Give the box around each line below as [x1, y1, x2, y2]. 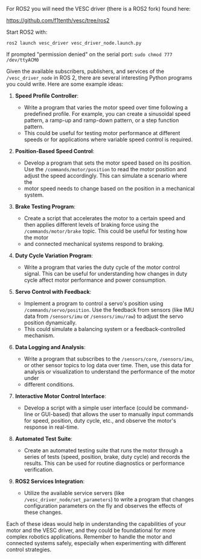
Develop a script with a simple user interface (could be [24, 404, 161, 411]
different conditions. [24, 381, 74, 388]
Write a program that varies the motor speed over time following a [24, 104, 188, 111]
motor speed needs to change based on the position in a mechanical [24, 185, 195, 192]
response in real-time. [24, 423, 79, 431]
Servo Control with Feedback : [14, 288, 92, 295]
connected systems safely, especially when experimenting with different [6, 540, 186, 546]
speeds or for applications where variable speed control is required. [24, 136, 193, 143]
